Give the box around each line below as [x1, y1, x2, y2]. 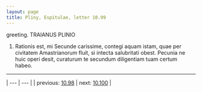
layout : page [6, 8, 39, 15]
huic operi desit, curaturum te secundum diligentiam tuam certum [14, 55, 177, 63]
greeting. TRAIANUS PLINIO [6, 31, 76, 38]
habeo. [14, 61, 33, 69]
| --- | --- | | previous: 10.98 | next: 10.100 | [6, 79, 112, 86]
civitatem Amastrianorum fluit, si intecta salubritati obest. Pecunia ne [14, 49, 185, 56]
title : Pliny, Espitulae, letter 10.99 [6, 14, 106, 20]
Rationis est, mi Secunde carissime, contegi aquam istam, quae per [14, 43, 182, 50]
